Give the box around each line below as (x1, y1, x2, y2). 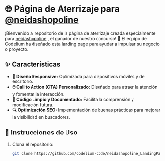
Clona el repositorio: (12, 141, 54, 147)
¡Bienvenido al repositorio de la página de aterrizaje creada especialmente (5, 30, 156, 36)
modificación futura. (12, 102, 54, 107)
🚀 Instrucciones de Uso (5, 129, 78, 137)
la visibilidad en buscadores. (12, 114, 70, 120)
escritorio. (12, 79, 33, 84)
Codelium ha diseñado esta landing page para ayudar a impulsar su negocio (5, 41, 160, 47)
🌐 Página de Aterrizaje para (5, 3, 120, 15)
